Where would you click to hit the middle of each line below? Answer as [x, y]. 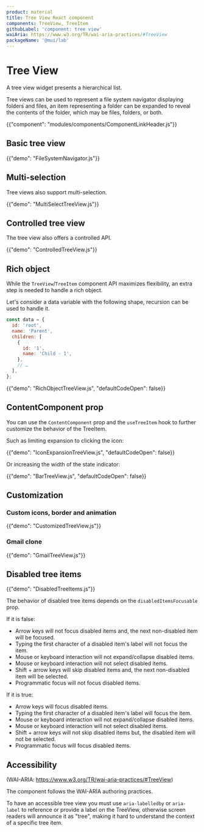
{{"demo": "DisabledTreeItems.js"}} [51, 589]
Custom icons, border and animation [62, 512]
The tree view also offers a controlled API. [59, 238]
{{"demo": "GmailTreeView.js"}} [46, 555]
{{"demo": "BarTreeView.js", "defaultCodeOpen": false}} [76, 476]
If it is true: [20, 695]
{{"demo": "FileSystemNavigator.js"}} [53, 158]
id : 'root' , [27, 326]
